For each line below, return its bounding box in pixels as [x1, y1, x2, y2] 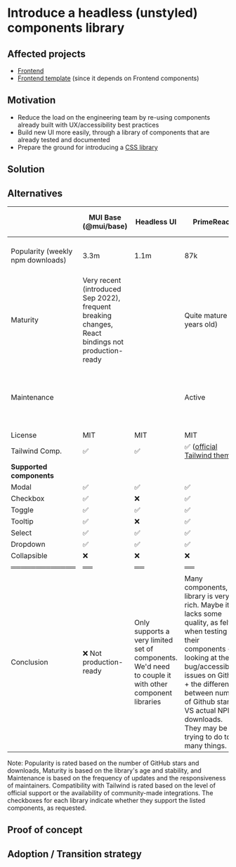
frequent [82, 302, 111, 312]
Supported [11, 462, 48, 472]
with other [134, 679, 168, 689]
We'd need [134, 662, 170, 671]
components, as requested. [7, 804, 87, 812]
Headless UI [135, 217, 177, 227]
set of [134, 644, 154, 654]
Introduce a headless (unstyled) [7, 5, 198, 21]
